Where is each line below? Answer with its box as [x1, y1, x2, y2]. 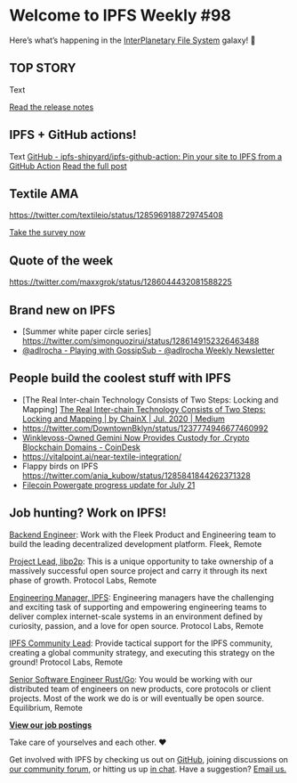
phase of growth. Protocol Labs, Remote [9, 575, 157, 585]
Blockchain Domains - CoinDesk [21, 442, 140, 453]
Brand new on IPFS [9, 302, 116, 317]
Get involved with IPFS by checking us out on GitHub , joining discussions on [9, 754, 289, 764]
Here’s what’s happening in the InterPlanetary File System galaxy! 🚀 [9, 35, 256, 45]
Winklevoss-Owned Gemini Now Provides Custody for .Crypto [21, 432, 250, 443]
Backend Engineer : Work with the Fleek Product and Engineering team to [9, 529, 277, 540]
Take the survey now [9, 227, 86, 238]
